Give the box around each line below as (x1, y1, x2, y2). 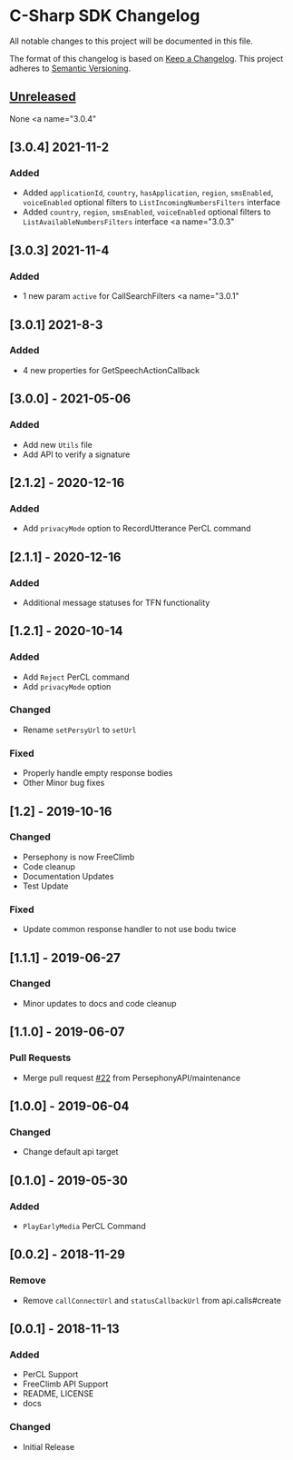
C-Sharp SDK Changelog (9, 5, 200, 26)
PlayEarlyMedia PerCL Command (22, 1220, 147, 1231)
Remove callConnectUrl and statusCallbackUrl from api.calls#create (22, 1295, 281, 1306)
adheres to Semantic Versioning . (9, 63, 132, 74)
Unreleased (9, 89, 77, 104)
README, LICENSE (22, 1388, 94, 1399)
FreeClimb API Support (22, 1378, 109, 1390)
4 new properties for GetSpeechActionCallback (22, 364, 200, 375)
